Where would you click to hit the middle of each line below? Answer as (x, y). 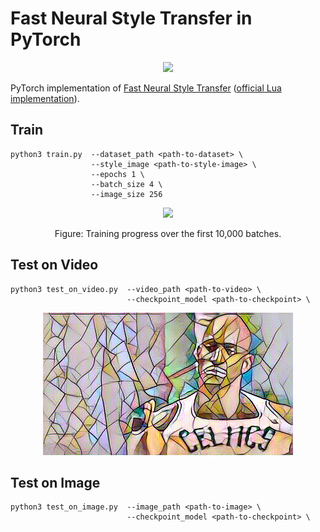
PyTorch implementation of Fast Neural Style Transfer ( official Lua (146, 88)
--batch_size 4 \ (126, 184)
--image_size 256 (126, 194)
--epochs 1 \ (117, 174)
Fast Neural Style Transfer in (131, 18)
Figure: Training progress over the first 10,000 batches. (168, 233)
